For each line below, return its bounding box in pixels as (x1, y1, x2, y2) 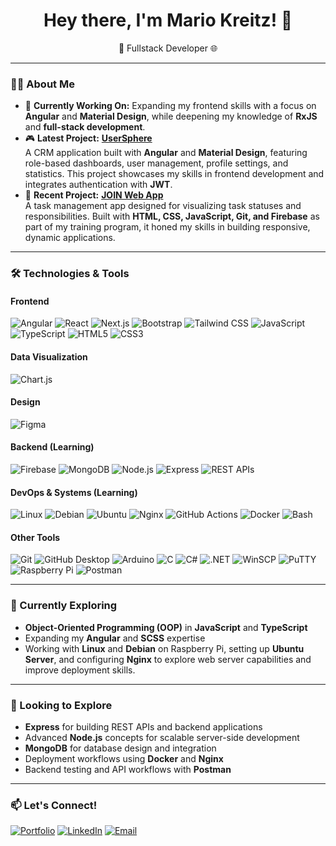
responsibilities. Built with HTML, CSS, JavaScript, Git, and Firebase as (24, 210, 320, 223)
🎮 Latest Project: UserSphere (24, 132, 153, 144)
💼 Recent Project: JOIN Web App (24, 189, 164, 201)
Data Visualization (10, 350, 88, 363)
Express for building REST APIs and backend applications (24, 720, 263, 733)
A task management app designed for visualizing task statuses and (24, 200, 302, 212)
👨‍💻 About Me (10, 77, 75, 91)
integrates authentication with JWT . (24, 179, 173, 191)
